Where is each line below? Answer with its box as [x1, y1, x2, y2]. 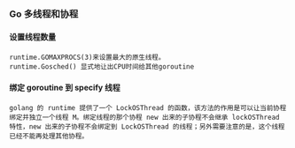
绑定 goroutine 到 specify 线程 [9, 82, 121, 92]
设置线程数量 [9, 31, 56, 41]
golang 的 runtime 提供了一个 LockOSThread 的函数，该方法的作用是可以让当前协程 [9, 104, 287, 113]
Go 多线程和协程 [9, 7, 79, 19]
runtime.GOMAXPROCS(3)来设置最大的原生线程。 [9, 53, 166, 63]
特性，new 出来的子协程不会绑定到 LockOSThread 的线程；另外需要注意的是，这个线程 [9, 122, 285, 131]
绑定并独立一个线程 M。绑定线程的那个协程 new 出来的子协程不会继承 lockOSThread [9, 113, 281, 122]
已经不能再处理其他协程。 [9, 132, 89, 141]
